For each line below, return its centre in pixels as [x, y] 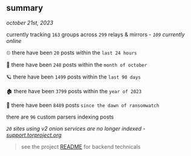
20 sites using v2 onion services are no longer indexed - [76, 128]
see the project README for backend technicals [81, 146]
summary [25, 8]
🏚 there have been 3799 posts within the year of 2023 [74, 91]
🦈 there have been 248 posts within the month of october [77, 65]
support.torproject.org [34, 135]
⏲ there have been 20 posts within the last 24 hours [72, 53]
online [14, 41]
